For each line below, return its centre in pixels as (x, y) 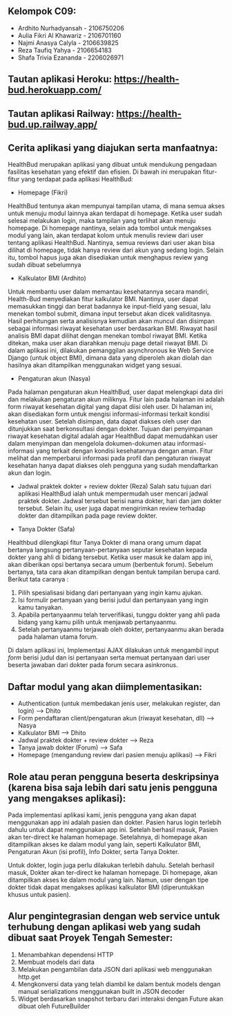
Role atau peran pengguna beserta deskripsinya (114, 777)
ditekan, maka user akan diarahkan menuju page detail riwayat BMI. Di (108, 343)
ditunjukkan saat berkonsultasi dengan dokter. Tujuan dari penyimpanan (110, 429)
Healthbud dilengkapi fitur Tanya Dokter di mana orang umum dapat (105, 543)
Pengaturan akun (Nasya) (54, 379)
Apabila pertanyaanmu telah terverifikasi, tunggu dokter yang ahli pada (119, 615)
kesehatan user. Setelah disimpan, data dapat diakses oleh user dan (105, 421)
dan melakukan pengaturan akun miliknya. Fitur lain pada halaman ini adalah (116, 399)
